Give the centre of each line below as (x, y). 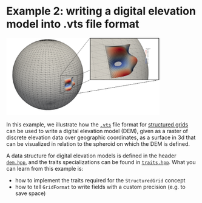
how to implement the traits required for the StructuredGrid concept (100, 181)
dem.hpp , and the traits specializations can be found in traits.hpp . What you (101, 162)
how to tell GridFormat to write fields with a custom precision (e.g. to (100, 187)
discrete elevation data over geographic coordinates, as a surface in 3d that (101, 137)
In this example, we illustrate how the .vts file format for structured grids (97, 125)
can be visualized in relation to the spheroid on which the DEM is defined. (98, 144)
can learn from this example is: (45, 169)
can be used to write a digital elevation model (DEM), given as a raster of (97, 131)
